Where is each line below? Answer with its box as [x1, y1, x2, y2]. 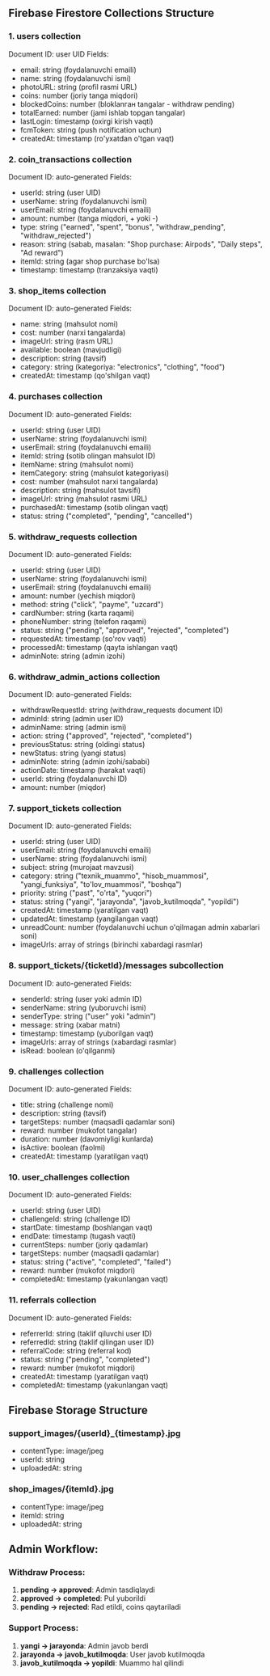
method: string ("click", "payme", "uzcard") [19, 599, 164, 609]
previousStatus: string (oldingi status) [19, 740, 146, 749]
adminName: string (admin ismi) [19, 723, 127, 732]
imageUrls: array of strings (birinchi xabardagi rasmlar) [19, 939, 204, 949]
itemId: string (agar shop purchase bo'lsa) [19, 256, 160, 266]
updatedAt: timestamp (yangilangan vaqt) [19, 914, 159, 924]
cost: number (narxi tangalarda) [19, 327, 126, 338]
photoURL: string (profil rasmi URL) [19, 82, 137, 91]
